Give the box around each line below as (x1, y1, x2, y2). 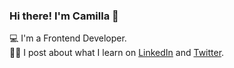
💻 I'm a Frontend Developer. (9, 32, 127, 44)
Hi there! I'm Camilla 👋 (9, 9, 119, 23)
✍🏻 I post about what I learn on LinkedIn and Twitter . (9, 47, 225, 59)
